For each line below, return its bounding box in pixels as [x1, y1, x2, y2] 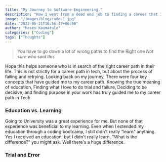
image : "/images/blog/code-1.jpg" [5, 16, 77, 21]
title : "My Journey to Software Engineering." [5, 7, 103, 12]
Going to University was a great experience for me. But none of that [5, 118, 143, 124]
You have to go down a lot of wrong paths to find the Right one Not [17, 48, 154, 54]
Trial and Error [5, 152, 41, 159]
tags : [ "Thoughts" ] [5, 35, 45, 40]
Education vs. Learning [5, 107, 62, 114]
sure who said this [17, 53, 55, 59]
